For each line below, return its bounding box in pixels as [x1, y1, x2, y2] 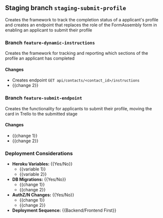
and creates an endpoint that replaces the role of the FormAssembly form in [5, 22, 157, 28]
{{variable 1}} [19, 166, 46, 172]
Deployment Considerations [5, 150, 73, 157]
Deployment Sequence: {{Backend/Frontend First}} [12, 207, 117, 213]
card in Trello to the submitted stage [5, 111, 78, 117]
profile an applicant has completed [5, 55, 75, 61]
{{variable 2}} [19, 171, 47, 177]
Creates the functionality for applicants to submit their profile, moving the [5, 105, 152, 111]
